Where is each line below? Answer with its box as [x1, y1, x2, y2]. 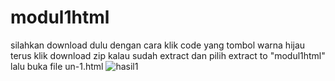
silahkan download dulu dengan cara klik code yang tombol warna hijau [10, 39, 306, 51]
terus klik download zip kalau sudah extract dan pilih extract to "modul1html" [10, 49, 326, 61]
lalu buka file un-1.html [10, 60, 104, 72]
